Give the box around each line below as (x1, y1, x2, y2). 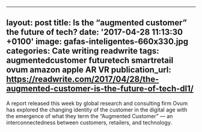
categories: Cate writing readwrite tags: (6, 46, 159, 56)
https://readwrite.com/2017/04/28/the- (6, 74, 159, 84)
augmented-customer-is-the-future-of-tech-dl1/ (6, 84, 194, 94)
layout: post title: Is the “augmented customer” (6, 17, 188, 28)
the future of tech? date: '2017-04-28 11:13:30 (6, 27, 183, 37)
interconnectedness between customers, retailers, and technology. (6, 119, 173, 126)
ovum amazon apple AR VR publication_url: (6, 64, 171, 75)
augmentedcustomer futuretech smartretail (6, 55, 174, 66)
